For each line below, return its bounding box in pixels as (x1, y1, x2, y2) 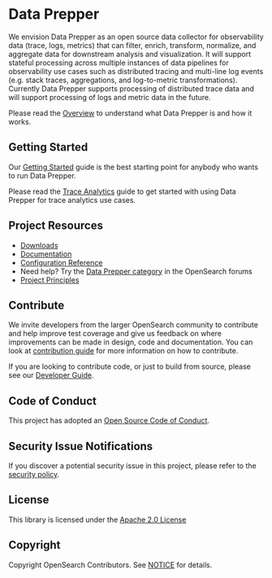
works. (8, 116, 32, 126)
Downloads (19, 240, 58, 250)
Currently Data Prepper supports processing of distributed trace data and (8, 83, 254, 94)
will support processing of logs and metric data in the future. (8, 92, 211, 102)
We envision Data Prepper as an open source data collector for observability (8, 32, 264, 42)
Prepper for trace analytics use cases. (8, 195, 136, 204)
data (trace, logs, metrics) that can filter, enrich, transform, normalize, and (8, 40, 257, 50)
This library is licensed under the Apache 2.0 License (8, 515, 187, 524)
